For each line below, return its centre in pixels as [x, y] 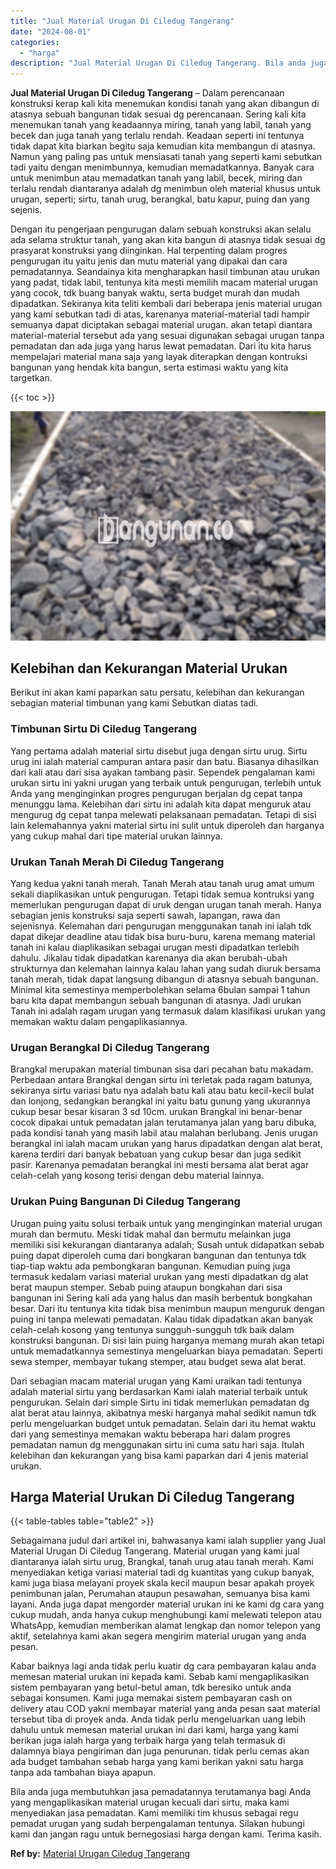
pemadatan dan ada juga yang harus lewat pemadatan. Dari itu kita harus [161, 346]
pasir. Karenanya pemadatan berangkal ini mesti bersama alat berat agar [160, 1165]
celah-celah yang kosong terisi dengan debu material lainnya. [137, 1176]
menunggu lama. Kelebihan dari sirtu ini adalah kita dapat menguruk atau [161, 804]
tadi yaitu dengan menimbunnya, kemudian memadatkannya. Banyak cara [162, 167]
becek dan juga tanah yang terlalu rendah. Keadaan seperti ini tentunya [157, 136]
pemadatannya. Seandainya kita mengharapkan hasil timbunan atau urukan [165, 272]
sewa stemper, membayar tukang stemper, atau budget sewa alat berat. [158, 1361]
